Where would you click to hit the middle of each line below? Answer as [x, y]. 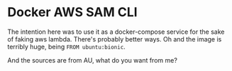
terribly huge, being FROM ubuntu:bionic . [66, 46]
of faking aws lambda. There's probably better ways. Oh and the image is [115, 39]
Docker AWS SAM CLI [72, 12]
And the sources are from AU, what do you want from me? [92, 60]
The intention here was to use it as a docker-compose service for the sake [116, 32]
